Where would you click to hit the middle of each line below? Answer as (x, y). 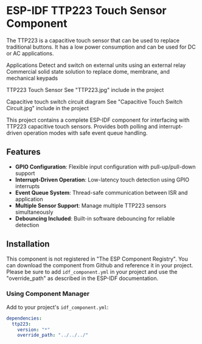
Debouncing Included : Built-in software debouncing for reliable (95, 218)
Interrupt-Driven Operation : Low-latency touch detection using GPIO (102, 180)
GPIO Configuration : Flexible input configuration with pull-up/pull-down (105, 167)
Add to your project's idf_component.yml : (57, 307)
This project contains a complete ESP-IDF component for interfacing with (98, 120)
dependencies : (24, 318)
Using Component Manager (48, 294)
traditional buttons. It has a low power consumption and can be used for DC (101, 47)
